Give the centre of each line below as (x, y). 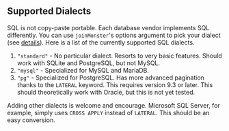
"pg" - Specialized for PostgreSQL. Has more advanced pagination (111, 78)
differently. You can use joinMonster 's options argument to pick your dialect (114, 35)
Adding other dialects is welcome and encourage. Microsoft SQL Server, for (113, 105)
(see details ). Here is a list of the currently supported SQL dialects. (101, 42)
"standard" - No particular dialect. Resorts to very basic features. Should (119, 56)
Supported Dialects (49, 11)
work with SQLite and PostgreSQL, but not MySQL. (89, 63)
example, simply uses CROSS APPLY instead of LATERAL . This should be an (108, 112)
